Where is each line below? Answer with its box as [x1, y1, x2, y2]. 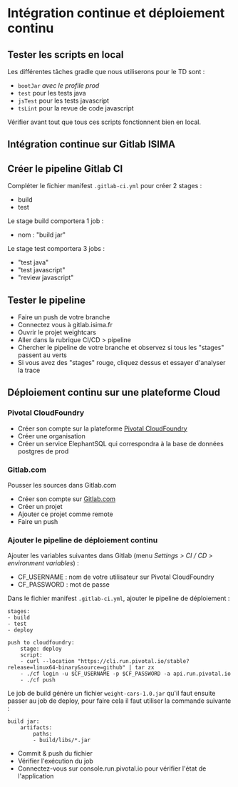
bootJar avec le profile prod [17, 81, 100, 90]
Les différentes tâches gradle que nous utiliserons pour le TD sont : [7, 68, 205, 76]
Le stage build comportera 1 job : [7, 217, 104, 225]
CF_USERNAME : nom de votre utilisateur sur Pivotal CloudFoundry [17, 572, 214, 582]
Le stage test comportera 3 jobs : [7, 245, 105, 253]
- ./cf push [20, 677, 56, 684]
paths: [33, 731, 53, 738]
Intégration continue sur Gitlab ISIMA [7, 138, 176, 150]
